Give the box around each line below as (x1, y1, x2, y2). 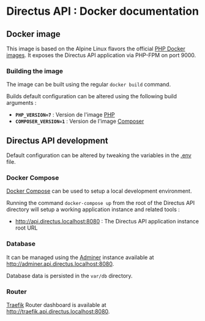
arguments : (6, 99, 37, 107)
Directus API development (6, 135, 108, 145)
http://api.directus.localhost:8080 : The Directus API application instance (15, 218, 199, 225)
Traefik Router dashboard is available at (6, 301, 106, 308)
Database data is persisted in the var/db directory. (6, 272, 133, 279)
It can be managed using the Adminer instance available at (6, 253, 154, 261)
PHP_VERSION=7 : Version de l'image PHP (15, 111, 115, 118)
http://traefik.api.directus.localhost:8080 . (6, 308, 110, 315)
